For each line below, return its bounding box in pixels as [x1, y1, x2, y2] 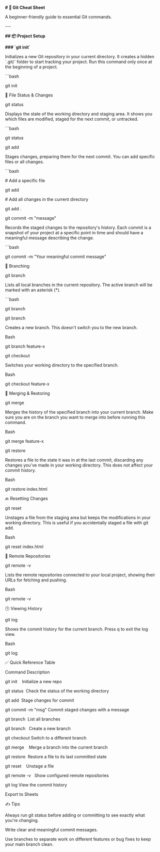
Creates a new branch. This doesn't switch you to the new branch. [5, 325, 138, 330]
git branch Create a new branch [5, 725, 71, 731]
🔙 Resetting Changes [5, 496, 48, 501]
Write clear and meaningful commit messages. [5, 827, 98, 833]
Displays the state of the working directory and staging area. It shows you [5, 111, 153, 116]
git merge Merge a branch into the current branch [5, 744, 108, 750]
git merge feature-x [5, 438, 44, 444]
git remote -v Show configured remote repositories [5, 772, 109, 778]
